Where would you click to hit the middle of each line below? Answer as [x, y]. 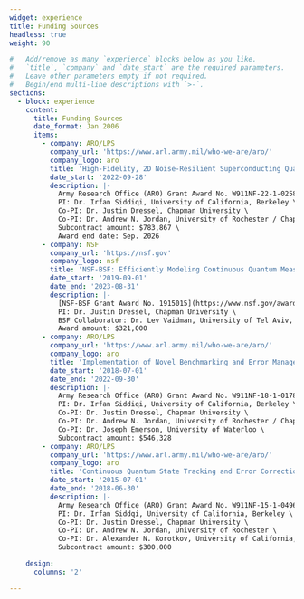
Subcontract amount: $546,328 [114, 438]
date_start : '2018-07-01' [98, 371]
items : [46, 135]
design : [40, 564]
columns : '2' [58, 572]
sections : [28, 93]
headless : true [38, 34]
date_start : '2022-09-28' [98, 177]
